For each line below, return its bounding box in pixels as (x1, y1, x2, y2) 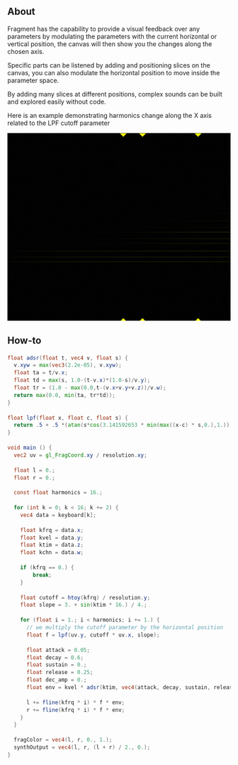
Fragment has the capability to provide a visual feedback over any (7, 24, 200, 33)
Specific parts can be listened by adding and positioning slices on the (7, 60, 210, 70)
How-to (7, 335, 42, 347)
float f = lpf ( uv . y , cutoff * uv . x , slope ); (25, 631, 160, 639)
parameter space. (7, 76, 59, 85)
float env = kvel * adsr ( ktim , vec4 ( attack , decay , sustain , (25, 684, 211, 691)
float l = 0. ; (13, 467, 55, 474)
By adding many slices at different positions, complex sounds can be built (7, 89, 223, 98)
